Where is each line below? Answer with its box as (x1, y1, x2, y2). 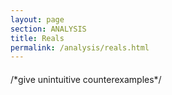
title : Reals (10, 33, 65, 43)
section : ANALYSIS (10, 24, 87, 34)
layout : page (10, 14, 65, 25)
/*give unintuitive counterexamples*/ (10, 73, 162, 85)
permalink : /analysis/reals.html (10, 42, 150, 53)
